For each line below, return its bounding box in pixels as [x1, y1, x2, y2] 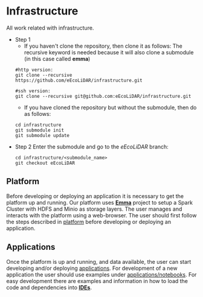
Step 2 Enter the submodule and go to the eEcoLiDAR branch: [14, 143, 169, 150]
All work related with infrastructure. [6, 24, 94, 31]
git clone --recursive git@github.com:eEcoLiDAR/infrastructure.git [14, 93, 192, 99]
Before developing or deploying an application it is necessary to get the [6, 192, 184, 200]
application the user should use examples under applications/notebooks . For [6, 270, 197, 278]
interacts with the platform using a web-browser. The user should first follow [6, 211, 197, 219]
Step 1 [14, 36, 31, 43]
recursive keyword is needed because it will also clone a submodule [24, 48, 194, 56]
